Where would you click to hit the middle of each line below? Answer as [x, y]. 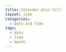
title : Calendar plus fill [33, 10]
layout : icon [19, 14]
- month [18, 42]
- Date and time [26, 24]
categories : [17, 19]
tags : [11, 28]
